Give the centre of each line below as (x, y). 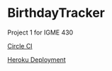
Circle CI (20, 46)
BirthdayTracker (56, 13)
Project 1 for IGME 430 (40, 32)
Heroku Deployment (37, 59)
